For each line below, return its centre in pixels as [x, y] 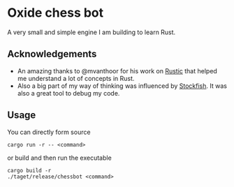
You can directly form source [49, 132]
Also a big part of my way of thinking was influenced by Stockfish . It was [122, 86]
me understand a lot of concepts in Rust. [76, 78]
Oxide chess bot [56, 13]
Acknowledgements [52, 54]
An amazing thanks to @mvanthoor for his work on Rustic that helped [117, 70]
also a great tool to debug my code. [68, 93]
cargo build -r [29, 170]
